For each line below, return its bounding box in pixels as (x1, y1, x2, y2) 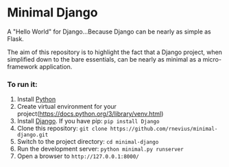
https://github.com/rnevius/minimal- (110, 125, 218, 133)
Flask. (7, 34, 24, 42)
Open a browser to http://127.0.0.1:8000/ (16, 152, 139, 160)
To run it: (7, 79, 38, 89)
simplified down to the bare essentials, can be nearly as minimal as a (7, 55, 202, 63)
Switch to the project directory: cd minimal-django (16, 138, 159, 146)
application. (39, 62, 73, 70)
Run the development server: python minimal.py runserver (16, 145, 184, 153)
